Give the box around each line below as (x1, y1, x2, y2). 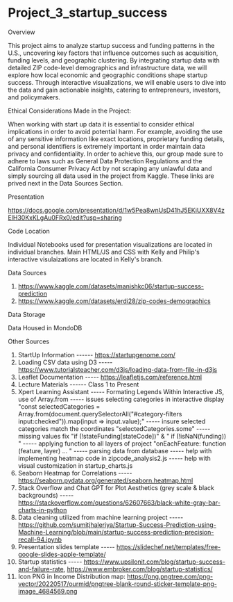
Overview (8, 28, 35, 36)
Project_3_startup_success (8, 5, 168, 21)
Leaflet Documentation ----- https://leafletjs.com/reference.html (17, 373, 202, 381)
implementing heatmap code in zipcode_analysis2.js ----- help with (17, 454, 211, 462)
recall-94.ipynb (17, 535, 62, 544)
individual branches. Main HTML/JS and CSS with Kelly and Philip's (8, 247, 200, 256)
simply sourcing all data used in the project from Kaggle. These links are (8, 172, 214, 180)
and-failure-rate (17, 564, 64, 573)
